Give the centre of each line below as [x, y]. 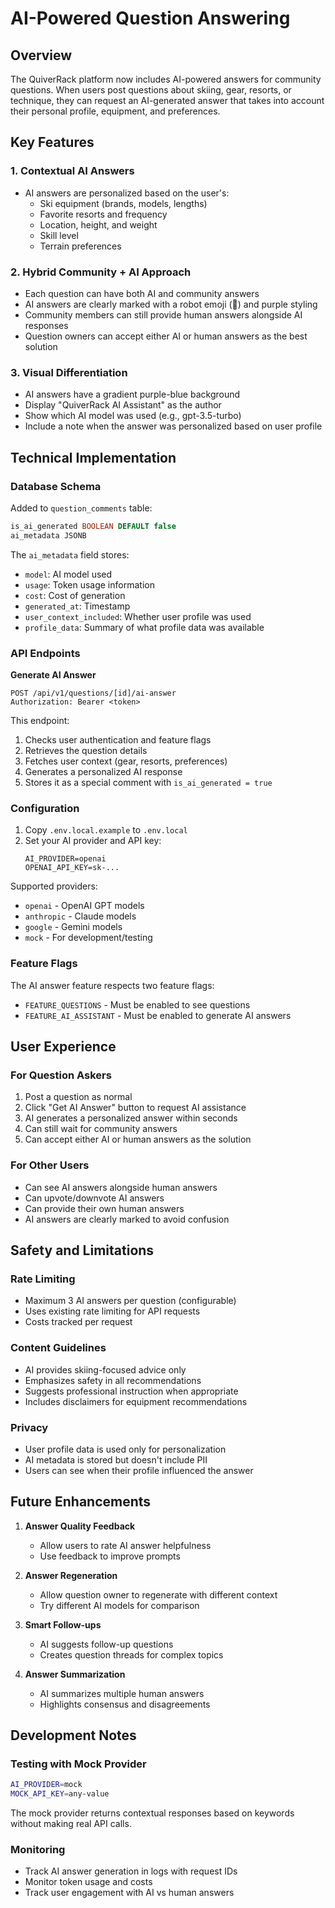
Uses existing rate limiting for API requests [112, 1311]
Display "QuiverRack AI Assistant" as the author [123, 405]
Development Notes [73, 1735]
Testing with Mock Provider [78, 1764]
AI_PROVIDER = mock [46, 1785]
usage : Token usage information [89, 584]
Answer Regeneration [71, 1575]
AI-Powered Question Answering [150, 18]
